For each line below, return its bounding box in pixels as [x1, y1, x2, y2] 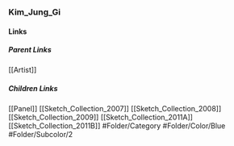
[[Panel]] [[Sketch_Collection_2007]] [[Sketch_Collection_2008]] [8, 104, 222, 114]
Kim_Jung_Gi [8, 6, 61, 18]
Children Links [8, 84, 58, 94]
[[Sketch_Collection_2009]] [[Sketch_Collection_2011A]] [8, 112, 194, 123]
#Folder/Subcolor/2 [8, 130, 73, 140]
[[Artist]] [8, 65, 37, 75]
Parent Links [8, 45, 52, 55]
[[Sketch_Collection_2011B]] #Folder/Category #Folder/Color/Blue [8, 121, 226, 131]
